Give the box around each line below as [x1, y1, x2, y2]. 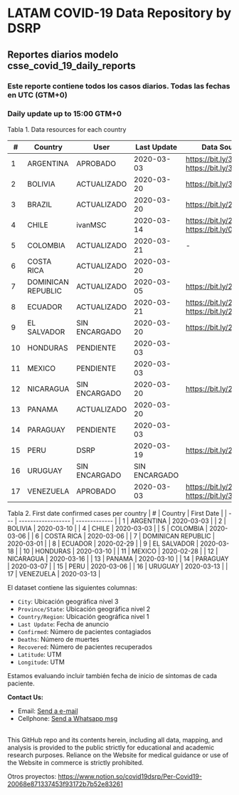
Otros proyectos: [7, 771, 57, 781]
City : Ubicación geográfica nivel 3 [17, 597, 119, 606]
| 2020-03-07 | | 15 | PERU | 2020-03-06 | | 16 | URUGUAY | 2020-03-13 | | [7, 561, 228, 571]
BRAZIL [27, 199, 52, 209]
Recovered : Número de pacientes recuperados [17, 643, 153, 651]
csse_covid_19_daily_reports [7, 59, 137, 72]
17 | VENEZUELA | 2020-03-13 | [7, 569, 101, 578]
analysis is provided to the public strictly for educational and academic [7, 743, 215, 752]
